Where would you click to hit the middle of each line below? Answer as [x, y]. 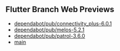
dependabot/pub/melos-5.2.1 [49, 30]
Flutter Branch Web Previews [60, 10]
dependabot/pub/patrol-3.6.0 [50, 36]
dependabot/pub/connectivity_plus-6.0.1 [63, 23]
